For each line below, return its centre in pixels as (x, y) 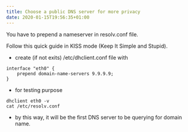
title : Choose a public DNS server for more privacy (73, 12)
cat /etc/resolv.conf (33, 106)
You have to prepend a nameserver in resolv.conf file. (72, 34)
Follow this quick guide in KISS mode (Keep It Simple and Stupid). (87, 46)
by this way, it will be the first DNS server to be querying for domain (98, 117)
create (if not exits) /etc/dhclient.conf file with (72, 57)
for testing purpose (39, 90)
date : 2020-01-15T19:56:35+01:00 (48, 17)
